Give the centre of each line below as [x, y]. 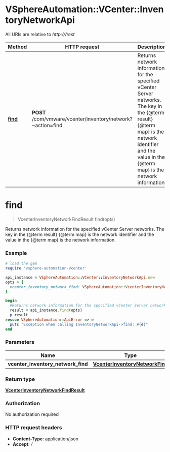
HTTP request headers [34, 428]
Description [152, 47]
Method [17, 47]
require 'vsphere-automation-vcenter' [46, 268]
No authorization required [32, 414]
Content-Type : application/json [45, 439]
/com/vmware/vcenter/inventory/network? [82, 119]
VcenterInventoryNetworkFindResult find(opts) [66, 219]
